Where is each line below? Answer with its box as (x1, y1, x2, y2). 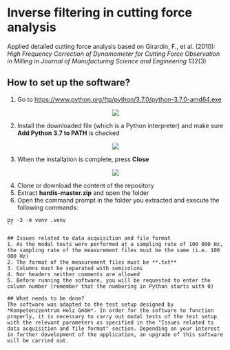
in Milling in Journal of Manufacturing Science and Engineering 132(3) (7, 56, 207, 65)
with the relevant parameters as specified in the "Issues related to (7, 319, 214, 326)
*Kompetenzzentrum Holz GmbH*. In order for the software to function (7, 307, 214, 314)
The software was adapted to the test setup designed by (7, 301, 174, 308)
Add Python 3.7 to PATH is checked (17, 129, 120, 137)
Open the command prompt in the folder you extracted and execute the (17, 196, 220, 204)
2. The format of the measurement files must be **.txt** (7, 258, 177, 266)
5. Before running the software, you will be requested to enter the (7, 277, 211, 284)
